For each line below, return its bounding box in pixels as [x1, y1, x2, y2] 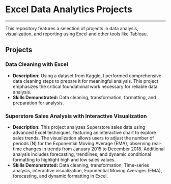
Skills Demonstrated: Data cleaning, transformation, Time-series [12, 162, 149, 168]
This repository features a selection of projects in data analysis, [5, 25, 138, 31]
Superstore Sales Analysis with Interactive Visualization [5, 112, 147, 120]
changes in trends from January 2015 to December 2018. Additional [23, 146, 165, 152]
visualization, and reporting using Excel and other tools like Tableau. [5, 31, 148, 37]
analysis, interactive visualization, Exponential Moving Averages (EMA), [12, 167, 162, 173]
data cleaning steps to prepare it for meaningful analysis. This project [12, 78, 159, 84]
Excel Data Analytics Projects [5, 4, 132, 15]
